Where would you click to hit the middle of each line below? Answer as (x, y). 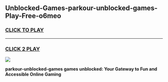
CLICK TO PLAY (24, 30)
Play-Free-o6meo (33, 16)
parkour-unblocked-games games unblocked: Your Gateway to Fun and (81, 69)
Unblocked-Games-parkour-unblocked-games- (81, 8)
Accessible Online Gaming (33, 74)
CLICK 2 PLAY (22, 49)
